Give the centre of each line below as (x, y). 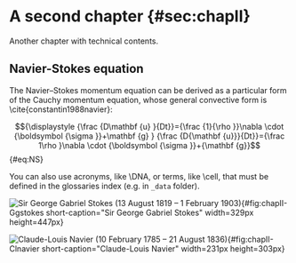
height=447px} (36, 222)
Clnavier (24, 248)
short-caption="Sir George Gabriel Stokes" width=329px (150, 212)
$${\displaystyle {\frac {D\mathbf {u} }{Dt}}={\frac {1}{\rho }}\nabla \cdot (149, 126)
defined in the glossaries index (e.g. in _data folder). (104, 186)
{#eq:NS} (27, 159)
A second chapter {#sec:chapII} (130, 16)
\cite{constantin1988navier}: (61, 109)
